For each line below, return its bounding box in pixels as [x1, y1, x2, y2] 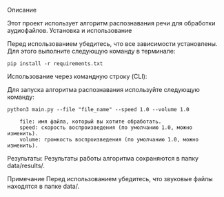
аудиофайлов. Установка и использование [7, 27, 132, 34]
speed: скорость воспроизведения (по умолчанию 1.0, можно [19, 124, 193, 131]
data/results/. [7, 161, 45, 170]
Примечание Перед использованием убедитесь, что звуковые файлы [7, 175, 213, 183]
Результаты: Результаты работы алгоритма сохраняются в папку [7, 154, 198, 162]
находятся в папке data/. [7, 182, 80, 190]
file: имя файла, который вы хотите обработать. [19, 118, 162, 125]
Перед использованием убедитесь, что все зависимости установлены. [7, 40, 218, 47]
